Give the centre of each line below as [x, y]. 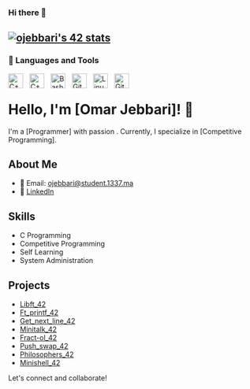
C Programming [45, 235]
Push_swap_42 [44, 346]
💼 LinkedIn [37, 191]
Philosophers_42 [47, 354]
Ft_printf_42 [39, 312]
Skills [22, 216]
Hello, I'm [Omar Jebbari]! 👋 [101, 109]
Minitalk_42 [38, 329]
